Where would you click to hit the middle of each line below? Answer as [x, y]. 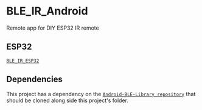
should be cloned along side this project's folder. [68, 100]
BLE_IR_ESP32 [23, 61]
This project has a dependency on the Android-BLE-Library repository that [101, 94]
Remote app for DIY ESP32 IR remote [53, 28]
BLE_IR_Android [47, 11]
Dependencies [34, 79]
